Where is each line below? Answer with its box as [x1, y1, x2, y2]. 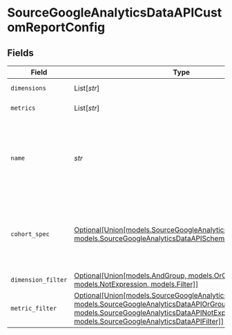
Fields [7, 47, 35, 59]
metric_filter [10, 305, 57, 312]
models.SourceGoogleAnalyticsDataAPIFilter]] [73, 316, 224, 326]
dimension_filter [10, 276, 68, 284]
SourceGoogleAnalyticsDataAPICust [7, 5, 222, 21]
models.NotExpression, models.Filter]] [73, 280, 199, 289]
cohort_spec [10, 230, 50, 238]
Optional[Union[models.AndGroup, [73, 271, 187, 280]
